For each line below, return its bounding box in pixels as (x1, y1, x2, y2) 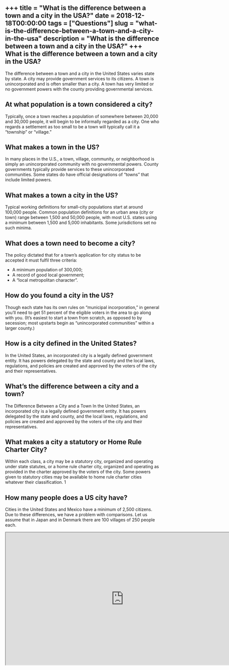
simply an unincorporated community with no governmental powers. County (5, 161, 159, 167)
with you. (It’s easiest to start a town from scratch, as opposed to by (5, 314, 142, 320)
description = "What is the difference (43, 34, 160, 43)
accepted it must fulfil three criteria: (5, 257, 77, 263)
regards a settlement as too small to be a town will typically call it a (5, 123, 140, 129)
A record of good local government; (12, 272, 85, 278)
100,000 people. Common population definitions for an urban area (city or (5, 209, 154, 215)
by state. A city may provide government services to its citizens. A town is (5, 75, 154, 81)
